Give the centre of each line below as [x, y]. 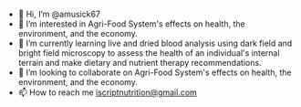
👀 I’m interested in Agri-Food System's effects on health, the [131, 24]
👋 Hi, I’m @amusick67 [59, 14]
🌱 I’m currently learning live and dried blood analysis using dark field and [155, 43]
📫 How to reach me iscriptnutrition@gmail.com [108, 92]
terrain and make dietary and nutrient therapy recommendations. [140, 63]
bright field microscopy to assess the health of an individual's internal [149, 53]
